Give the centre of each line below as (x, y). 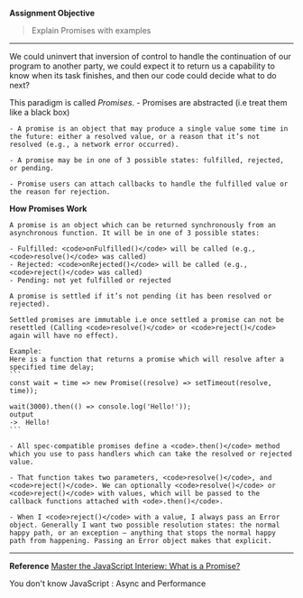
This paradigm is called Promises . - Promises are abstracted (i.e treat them (148, 102)
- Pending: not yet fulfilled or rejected (90, 281)
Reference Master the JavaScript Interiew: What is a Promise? (125, 566)
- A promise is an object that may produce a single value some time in (149, 129)
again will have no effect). (64, 336)
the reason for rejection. (60, 192)
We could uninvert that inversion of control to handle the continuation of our (150, 56)
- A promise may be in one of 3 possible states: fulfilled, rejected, (147, 161)
